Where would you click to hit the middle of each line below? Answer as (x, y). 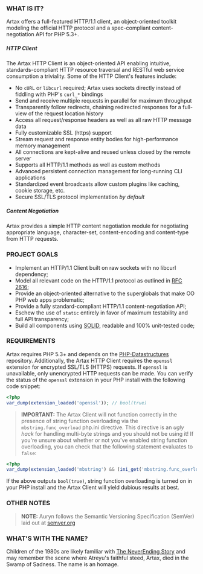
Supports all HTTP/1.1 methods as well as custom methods (88, 165)
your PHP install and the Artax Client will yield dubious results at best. (93, 488)
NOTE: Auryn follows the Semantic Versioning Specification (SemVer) (108, 516)
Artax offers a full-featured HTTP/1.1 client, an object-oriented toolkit (92, 22)
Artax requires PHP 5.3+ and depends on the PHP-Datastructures (88, 354)
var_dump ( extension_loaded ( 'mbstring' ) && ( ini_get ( (74, 470)
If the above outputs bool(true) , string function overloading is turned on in (99, 481)
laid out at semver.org (48, 523)
